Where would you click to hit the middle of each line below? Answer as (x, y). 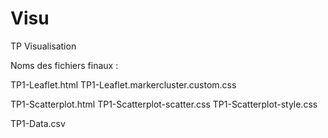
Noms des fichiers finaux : (64, 65)
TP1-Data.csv (38, 123)
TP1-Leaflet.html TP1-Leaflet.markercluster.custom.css (123, 84)
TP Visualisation (43, 46)
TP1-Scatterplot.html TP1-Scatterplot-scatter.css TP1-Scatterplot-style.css (164, 104)
